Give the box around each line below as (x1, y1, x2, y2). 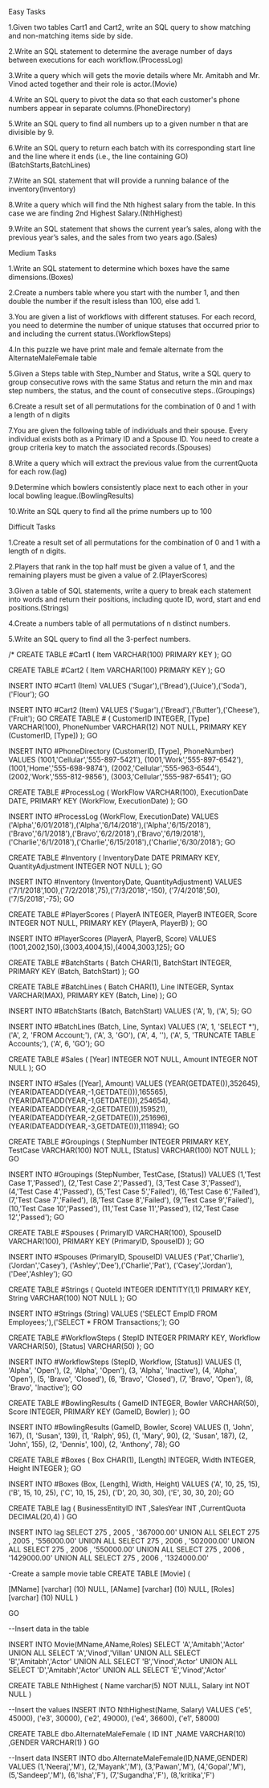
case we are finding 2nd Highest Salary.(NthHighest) (8, 208, 183, 218)
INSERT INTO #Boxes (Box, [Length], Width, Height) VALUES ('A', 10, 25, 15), (8, 1479, 260, 1489)
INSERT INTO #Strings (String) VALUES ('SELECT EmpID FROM (8, 1309, 218, 1318)
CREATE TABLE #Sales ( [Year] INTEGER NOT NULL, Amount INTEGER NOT (8, 1054, 259, 1064)
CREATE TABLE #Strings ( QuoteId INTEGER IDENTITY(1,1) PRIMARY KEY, (8, 1284, 251, 1294)
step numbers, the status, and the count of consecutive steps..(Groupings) (8, 386, 255, 395)
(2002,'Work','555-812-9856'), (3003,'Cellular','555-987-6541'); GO (8, 772, 232, 781)
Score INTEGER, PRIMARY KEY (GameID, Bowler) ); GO (8, 1407, 190, 1416)
